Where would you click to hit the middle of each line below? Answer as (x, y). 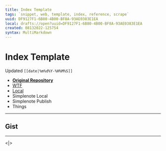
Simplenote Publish (32, 101)
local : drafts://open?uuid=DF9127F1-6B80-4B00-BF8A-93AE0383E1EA (74, 23)
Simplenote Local (30, 96)
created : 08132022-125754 (32, 28)
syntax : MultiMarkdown (28, 33)
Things (19, 106)
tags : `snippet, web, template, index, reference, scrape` (67, 14)
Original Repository (33, 80)
